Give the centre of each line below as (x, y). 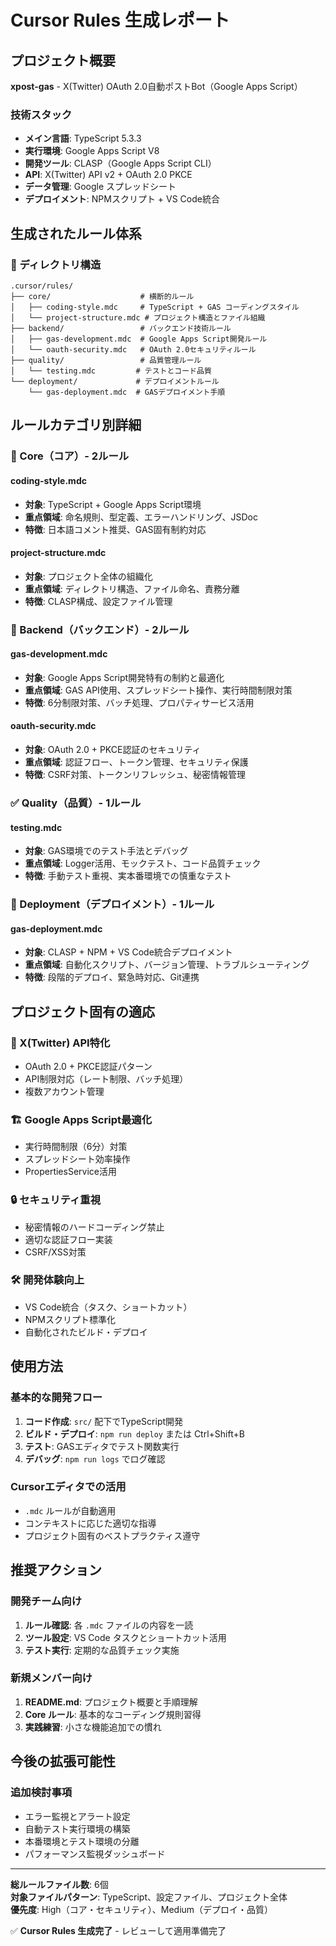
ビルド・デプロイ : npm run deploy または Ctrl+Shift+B (134, 1433)
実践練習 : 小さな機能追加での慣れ (93, 1727)
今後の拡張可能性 (63, 1761)
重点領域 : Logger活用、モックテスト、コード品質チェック (143, 863)
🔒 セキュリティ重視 (56, 1200)
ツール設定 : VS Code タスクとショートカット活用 (125, 1637)
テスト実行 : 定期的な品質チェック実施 (102, 1650)
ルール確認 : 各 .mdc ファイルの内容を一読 (109, 1625)
